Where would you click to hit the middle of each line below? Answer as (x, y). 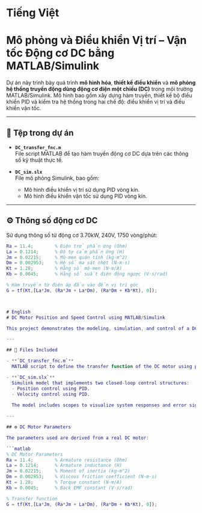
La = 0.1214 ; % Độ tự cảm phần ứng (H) (66, 252)
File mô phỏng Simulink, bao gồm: (57, 178)
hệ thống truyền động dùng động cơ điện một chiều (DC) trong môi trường (100, 89)
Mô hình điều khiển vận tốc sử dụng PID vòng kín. (85, 196)
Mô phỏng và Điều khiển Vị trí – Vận (96, 41)
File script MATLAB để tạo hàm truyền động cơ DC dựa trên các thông (102, 153)
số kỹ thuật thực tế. (39, 160)
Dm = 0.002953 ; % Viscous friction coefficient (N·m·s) (82, 477)
